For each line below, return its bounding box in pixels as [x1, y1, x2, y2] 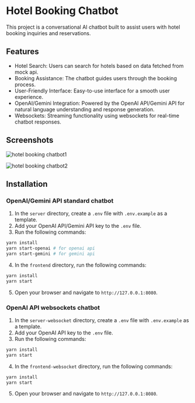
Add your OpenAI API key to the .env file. [14, 329, 113, 336]
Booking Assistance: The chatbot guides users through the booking [14, 74, 177, 81]
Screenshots [6, 135, 54, 145]
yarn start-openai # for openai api [6, 245, 95, 251]
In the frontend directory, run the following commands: [14, 261, 147, 268]
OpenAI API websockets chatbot [6, 303, 100, 312]
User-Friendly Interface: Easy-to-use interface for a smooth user [14, 87, 170, 94]
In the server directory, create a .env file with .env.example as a [14, 210, 168, 217]
